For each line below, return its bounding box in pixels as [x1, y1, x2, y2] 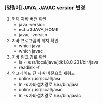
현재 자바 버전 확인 [11, 16, 47, 22]
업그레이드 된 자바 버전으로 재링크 [11, 70, 75, 76]
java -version [18, 22, 45, 28]
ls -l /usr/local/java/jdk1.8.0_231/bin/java [18, 59, 99, 65]
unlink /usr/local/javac [18, 87, 63, 93]
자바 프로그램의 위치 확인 [11, 38, 59, 44]
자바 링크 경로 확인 [11, 54, 47, 60]
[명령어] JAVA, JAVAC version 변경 [4, 4, 85, 11]
